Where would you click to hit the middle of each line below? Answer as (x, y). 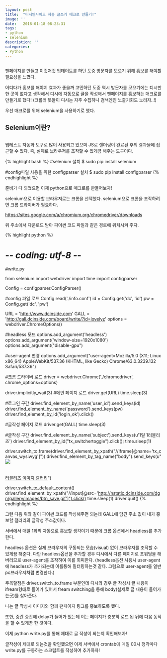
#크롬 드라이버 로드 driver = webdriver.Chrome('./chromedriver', (70, 377)
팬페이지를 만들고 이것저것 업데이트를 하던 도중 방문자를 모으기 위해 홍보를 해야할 (83, 71)
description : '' (22, 42)
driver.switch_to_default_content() (40, 488)
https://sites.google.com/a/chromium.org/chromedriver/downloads (74, 215)
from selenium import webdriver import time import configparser (71, 279)
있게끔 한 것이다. (37, 623)
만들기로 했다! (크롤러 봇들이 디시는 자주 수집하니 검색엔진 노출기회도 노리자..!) (81, 100)
